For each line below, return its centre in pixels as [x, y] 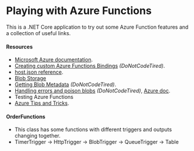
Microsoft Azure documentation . [54, 60]
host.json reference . [39, 72]
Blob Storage [30, 78]
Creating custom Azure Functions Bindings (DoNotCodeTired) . [90, 66]
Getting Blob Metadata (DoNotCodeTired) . [65, 85]
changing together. [38, 136]
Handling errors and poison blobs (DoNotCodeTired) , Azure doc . [92, 91]
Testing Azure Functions [44, 97]
